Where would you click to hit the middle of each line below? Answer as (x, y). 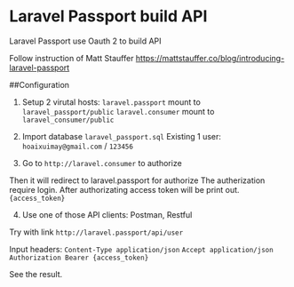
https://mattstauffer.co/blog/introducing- (210, 58)
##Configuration (39, 84)
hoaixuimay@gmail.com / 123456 (77, 146)
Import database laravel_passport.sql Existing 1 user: (122, 136)
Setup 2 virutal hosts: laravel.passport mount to (111, 102)
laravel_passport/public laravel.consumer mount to (118, 111)
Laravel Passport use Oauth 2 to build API (85, 41)
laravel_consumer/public (68, 120)
